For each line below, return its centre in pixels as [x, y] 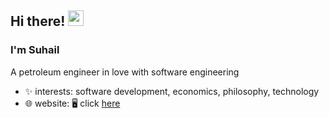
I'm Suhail [35, 50]
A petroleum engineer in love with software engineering [125, 72]
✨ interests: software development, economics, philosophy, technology [172, 91]
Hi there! [38, 21]
